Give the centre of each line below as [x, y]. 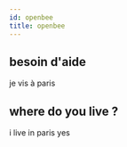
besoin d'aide [48, 62]
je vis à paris [32, 83]
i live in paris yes [40, 133]
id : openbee [31, 17]
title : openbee [37, 26]
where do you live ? [64, 111]
